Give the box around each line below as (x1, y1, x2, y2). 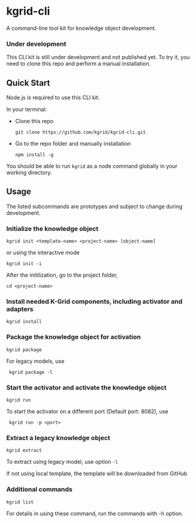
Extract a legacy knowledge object (6, 433, 110, 442)
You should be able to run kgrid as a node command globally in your (6, 163, 178, 170)
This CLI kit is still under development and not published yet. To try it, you (6, 54, 190, 61)
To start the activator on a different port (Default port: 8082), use (6, 408, 169, 415)
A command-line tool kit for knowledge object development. (6, 24, 157, 32)
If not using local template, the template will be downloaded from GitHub (6, 470, 188, 477)
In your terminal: (6, 105, 47, 113)
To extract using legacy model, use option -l (6, 458, 118, 466)
